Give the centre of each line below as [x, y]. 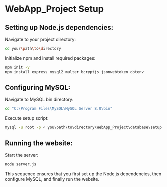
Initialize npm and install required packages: [50, 58]
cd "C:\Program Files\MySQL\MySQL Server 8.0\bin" [59, 109]
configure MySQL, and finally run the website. [52, 179]
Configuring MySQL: [38, 88]
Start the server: [22, 155]
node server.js [21, 164]
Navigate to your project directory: [41, 39]
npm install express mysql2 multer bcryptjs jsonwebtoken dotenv [74, 72]
